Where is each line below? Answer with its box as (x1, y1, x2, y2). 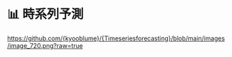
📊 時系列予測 (7, 6, 84, 22)
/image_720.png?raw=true (7, 41, 84, 49)
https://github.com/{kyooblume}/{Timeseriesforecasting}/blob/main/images (7, 34, 225, 42)
